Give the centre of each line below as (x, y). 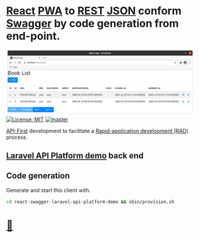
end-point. (33, 36)
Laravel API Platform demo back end (75, 156)
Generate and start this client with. (49, 190)
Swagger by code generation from (93, 23)
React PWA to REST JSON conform (94, 11)
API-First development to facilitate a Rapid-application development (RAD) (97, 131)
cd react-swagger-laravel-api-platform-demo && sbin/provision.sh (90, 202)
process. (17, 137)
